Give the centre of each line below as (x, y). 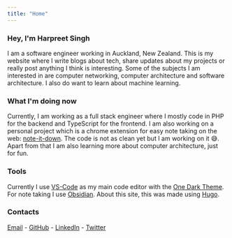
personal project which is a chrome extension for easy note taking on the (113, 131)
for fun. (18, 154)
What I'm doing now (42, 101)
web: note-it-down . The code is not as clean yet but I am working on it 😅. (114, 139)
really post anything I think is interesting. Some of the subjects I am (104, 68)
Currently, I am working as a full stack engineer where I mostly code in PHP (116, 117)
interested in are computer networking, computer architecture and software (116, 75)
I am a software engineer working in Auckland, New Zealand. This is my (110, 53)
